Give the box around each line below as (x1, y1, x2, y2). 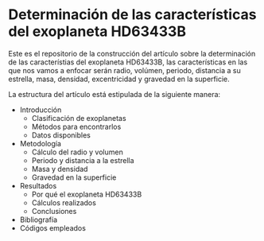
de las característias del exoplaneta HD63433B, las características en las (8, 57, 248, 67)
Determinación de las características (8, 6, 257, 24)
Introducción (19, 105, 62, 115)
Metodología (19, 138, 62, 148)
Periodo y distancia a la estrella (31, 155, 134, 165)
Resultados (19, 181, 57, 190)
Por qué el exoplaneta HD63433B (31, 189, 142, 199)
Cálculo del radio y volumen (31, 147, 123, 157)
